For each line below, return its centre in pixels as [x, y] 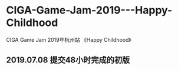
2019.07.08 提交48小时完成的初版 [68, 60]
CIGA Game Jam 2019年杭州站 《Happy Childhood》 [69, 39]
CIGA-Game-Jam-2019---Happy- [89, 10]
